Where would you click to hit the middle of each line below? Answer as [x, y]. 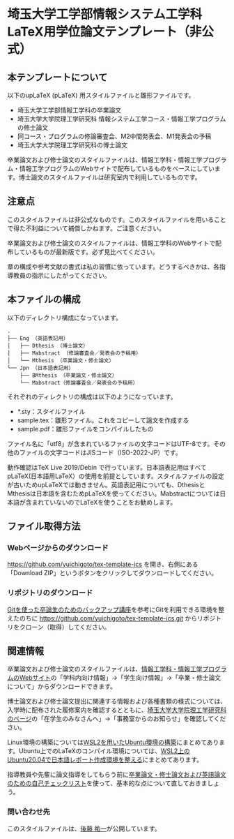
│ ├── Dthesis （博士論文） [48, 346]
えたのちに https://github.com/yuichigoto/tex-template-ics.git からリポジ [111, 618]
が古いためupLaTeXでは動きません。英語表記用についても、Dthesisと [106, 484]
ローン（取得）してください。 [68, 627]
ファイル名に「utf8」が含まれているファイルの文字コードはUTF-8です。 [110, 443]
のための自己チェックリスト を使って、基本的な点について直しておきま [107, 783]
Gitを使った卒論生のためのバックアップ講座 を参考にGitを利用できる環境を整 [116, 609]
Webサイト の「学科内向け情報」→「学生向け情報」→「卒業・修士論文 [120, 678]
